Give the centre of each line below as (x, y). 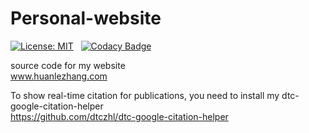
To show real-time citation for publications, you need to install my (145, 95)
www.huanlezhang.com (59, 76)
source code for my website (68, 65)
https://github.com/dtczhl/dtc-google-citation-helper (119, 116)
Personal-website (86, 18)
